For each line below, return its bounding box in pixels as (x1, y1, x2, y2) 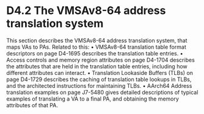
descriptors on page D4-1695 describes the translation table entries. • (6, 49, 183, 57)
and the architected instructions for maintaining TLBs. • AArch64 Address (6, 82, 192, 89)
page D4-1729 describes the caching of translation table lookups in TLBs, (6, 76, 192, 83)
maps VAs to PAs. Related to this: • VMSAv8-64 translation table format (6, 43, 186, 51)
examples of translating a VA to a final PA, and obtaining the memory (6, 95, 179, 102)
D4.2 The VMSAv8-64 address (6, 4, 166, 18)
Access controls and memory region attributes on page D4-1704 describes (6, 56, 195, 63)
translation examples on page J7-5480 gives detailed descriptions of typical (6, 88, 199, 96)
